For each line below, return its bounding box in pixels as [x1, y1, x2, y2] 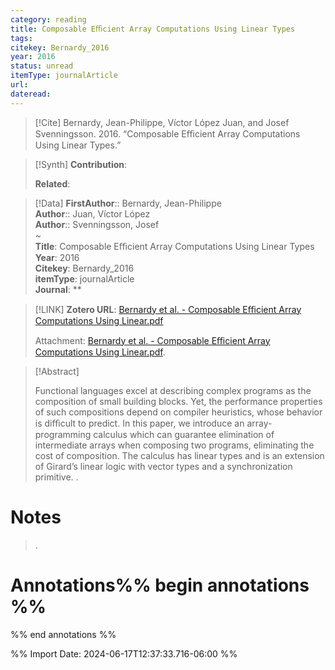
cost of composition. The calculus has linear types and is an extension [34, 449, 325, 461]
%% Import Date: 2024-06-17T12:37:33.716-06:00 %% [10, 647, 238, 660]
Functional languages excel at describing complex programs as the [34, 384, 312, 396]
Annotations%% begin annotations [10, 574, 310, 596]
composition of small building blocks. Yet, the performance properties [34, 395, 323, 407]
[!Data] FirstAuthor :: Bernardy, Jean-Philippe [34, 197, 222, 209]
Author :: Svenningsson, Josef [34, 218, 160, 230]
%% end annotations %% [10, 628, 117, 640]
